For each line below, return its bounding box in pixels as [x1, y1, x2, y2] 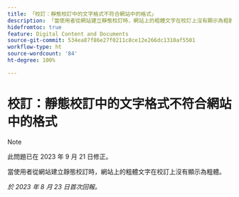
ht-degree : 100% [7, 57, 55, 64]
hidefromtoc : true [7, 23, 62, 31]
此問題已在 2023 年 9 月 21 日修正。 [7, 152, 112, 161]
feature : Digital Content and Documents [7, 30, 129, 38]
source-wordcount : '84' [7, 50, 78, 58]
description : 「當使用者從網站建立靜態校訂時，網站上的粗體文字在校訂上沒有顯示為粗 [7, 17, 229, 24]
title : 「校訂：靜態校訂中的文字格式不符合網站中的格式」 [7, 10, 157, 18]
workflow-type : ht [7, 43, 62, 50]
